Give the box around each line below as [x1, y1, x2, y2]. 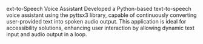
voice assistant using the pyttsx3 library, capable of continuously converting [6, 11, 197, 19]
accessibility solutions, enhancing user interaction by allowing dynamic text [6, 24, 195, 31]
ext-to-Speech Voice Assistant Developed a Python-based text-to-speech [6, 5, 192, 12]
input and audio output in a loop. [6, 31, 87, 38]
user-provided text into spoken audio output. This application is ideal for [6, 18, 187, 25]
